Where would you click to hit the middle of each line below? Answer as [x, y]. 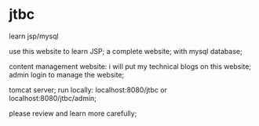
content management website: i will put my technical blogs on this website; [130, 66]
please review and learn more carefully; [73, 113]
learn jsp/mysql [34, 36]
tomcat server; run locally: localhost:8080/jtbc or [88, 90]
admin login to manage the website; [67, 74]
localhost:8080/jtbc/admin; [53, 98]
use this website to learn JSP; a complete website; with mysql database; [126, 51]
